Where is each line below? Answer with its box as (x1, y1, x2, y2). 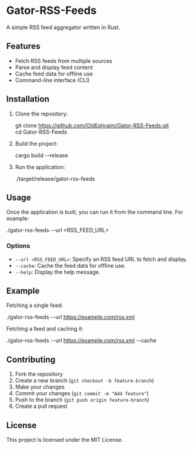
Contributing (6, 354, 56, 364)
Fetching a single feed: (6, 302, 64, 309)
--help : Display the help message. (15, 268, 101, 276)
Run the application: (15, 163, 65, 170)
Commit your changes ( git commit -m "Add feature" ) (15, 390, 149, 397)
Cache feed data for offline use (15, 70, 93, 77)
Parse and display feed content (15, 63, 93, 71)
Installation (6, 94, 50, 105)
